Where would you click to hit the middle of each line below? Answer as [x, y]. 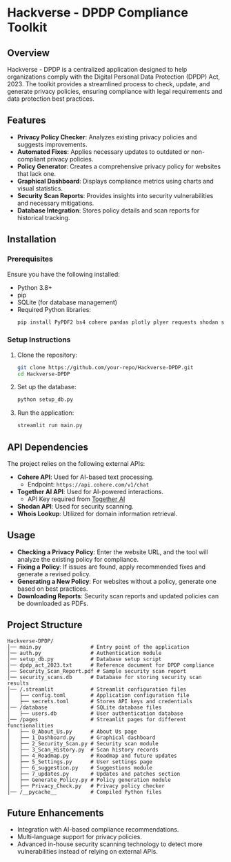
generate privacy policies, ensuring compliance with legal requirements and [115, 91]
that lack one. [37, 173]
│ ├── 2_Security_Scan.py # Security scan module [83, 743]
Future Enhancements [56, 813]
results [18, 683]
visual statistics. [40, 188]
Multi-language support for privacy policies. [80, 837]
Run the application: [46, 413]
